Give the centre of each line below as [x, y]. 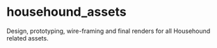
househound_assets [66, 12]
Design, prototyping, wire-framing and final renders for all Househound [108, 31]
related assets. [28, 38]
